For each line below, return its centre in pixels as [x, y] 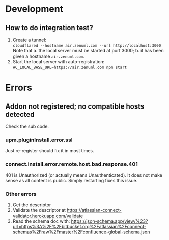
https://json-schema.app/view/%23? [109, 221]
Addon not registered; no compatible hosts [75, 106]
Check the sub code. [27, 126]
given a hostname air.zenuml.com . [49, 56]
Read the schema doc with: [41, 221]
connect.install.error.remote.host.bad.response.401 [72, 164]
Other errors [21, 194]
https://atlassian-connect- [94, 210]
